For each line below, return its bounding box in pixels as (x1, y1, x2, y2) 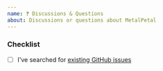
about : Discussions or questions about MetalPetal (7, 17, 157, 24)
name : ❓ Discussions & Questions (7, 10, 104, 17)
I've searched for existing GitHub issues (17, 55, 132, 63)
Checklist (7, 40, 40, 49)
